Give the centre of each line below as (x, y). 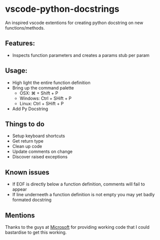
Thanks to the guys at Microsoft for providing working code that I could (77, 227)
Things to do (25, 124)
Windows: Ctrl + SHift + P (46, 98)
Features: (20, 44)
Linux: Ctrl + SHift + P (42, 103)
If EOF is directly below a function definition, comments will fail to (79, 184)
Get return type (28, 141)
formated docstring (32, 200)
